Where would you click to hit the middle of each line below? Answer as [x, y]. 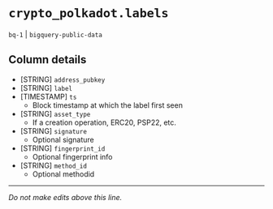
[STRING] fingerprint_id [63, 148]
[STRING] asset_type [55, 113]
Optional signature [63, 139]
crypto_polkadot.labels [89, 13]
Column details [48, 60]
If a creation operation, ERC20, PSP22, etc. [104, 122]
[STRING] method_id [54, 165]
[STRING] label [46, 87]
